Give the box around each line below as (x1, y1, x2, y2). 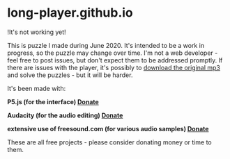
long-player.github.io (7, 5, 134, 21)
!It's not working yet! (7, 28, 66, 36)
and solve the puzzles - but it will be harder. (7, 71, 133, 79)
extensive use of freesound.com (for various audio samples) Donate (7, 124, 209, 133)
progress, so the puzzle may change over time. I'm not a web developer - (7, 49, 218, 57)
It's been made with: (7, 84, 66, 92)
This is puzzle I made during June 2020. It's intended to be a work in (7, 41, 204, 49)
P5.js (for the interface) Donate (7, 97, 99, 106)
